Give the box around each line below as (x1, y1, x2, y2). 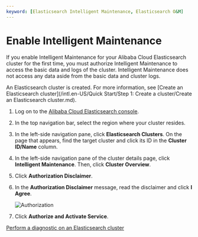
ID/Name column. (14, 143, 58, 150)
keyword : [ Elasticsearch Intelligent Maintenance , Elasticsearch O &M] (6, 8, 184, 15)
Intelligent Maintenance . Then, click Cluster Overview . (14, 160, 151, 168)
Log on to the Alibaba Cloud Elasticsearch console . (14, 107, 139, 115)
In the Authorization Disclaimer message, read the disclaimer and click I (14, 183, 193, 190)
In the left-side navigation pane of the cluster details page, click (14, 154, 170, 162)
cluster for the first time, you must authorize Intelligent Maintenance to (6, 60, 178, 67)
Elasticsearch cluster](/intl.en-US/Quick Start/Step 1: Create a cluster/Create (6, 90, 192, 97)
